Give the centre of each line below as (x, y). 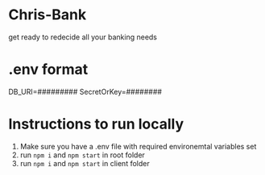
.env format (48, 69)
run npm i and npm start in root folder (82, 155)
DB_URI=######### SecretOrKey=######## (85, 92)
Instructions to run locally (96, 124)
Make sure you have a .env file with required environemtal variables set (138, 146)
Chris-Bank (48, 15)
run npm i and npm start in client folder (85, 163)
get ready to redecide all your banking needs (83, 37)
